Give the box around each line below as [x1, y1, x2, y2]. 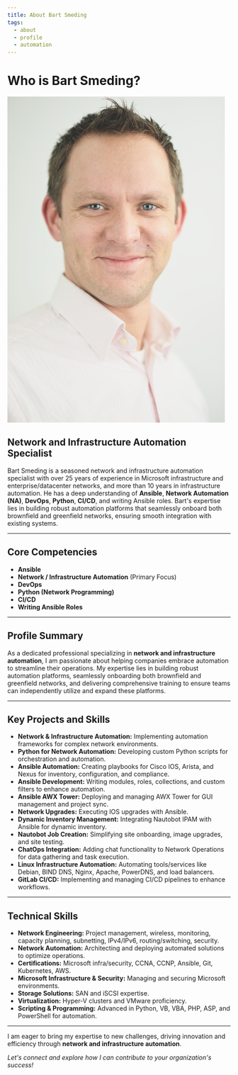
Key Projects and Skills [7, 713, 110, 726]
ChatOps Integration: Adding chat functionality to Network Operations [17, 845, 225, 854]
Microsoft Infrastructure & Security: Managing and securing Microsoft [17, 974, 226, 983]
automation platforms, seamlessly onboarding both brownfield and [7, 671, 202, 680]
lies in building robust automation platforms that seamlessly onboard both [7, 504, 222, 512]
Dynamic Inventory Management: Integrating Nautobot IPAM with [17, 815, 212, 823]
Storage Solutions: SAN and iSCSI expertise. [17, 989, 149, 998]
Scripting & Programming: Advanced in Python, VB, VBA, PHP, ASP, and [17, 1004, 230, 1013]
